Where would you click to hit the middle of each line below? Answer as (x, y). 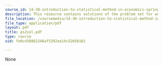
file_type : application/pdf (33, 23)
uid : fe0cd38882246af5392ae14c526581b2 (45, 41)
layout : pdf (17, 28)
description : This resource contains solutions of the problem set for (79, 14)
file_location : (20, 18)
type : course (18, 37)
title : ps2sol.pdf (24, 32)
